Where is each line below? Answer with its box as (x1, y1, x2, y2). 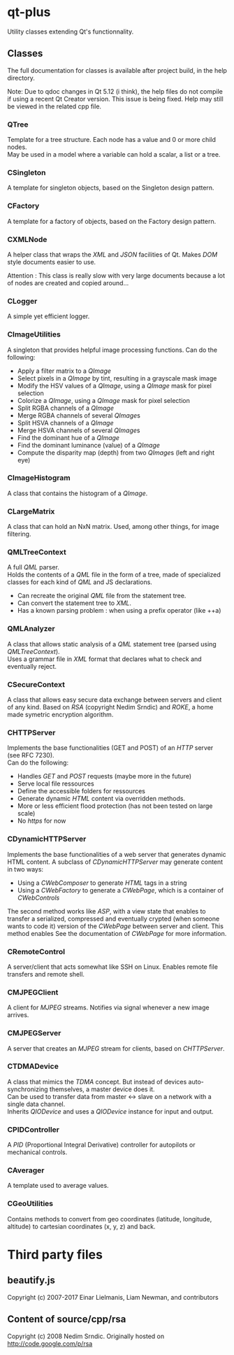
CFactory (7, 201, 40, 211)
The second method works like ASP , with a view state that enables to (7, 907, 206, 915)
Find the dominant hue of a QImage (17, 433, 120, 441)
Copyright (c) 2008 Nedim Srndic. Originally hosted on (7, 1332, 165, 1340)
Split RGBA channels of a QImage (17, 404, 114, 412)
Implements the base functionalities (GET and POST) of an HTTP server (7, 744, 214, 752)
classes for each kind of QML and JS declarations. (7, 578, 152, 586)
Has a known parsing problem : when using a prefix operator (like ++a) (17, 606, 221, 615)
